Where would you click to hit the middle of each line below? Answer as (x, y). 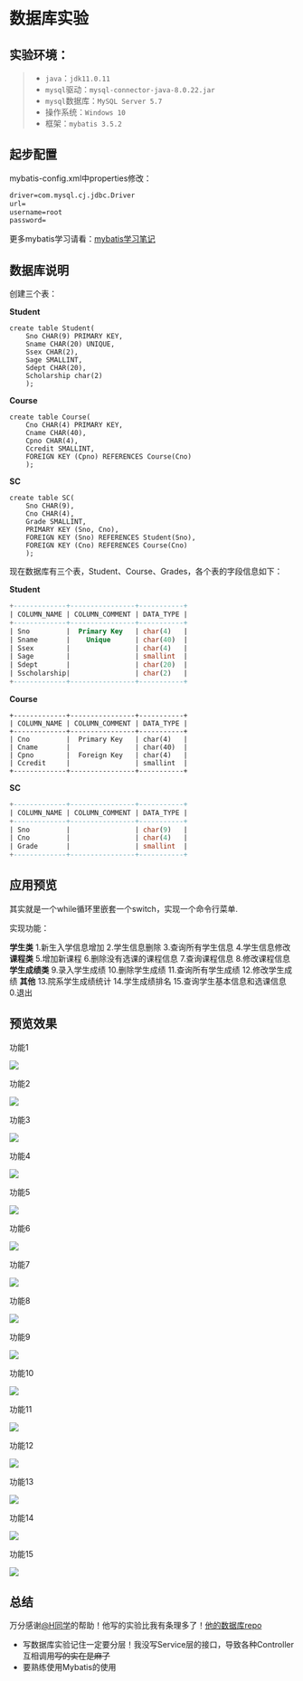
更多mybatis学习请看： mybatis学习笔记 (82, 239)
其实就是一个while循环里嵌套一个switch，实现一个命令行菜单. (123, 908)
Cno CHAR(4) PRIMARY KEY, (75, 425)
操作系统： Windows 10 (85, 112)
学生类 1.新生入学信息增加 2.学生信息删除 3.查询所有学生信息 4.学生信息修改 (150, 947)
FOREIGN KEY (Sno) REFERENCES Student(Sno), (111, 538)
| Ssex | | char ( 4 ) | (99, 648)
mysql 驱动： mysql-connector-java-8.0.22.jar (130, 90)
